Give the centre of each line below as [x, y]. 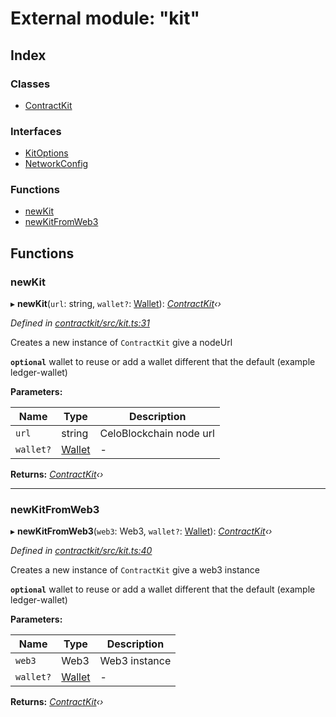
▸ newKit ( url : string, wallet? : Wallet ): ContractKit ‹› [116, 304]
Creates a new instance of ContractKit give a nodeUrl [121, 343]
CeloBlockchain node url [157, 434]
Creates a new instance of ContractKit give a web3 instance [135, 570]
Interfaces [36, 131]
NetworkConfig [56, 164]
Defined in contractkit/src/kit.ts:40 [81, 551]
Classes [30, 84]
